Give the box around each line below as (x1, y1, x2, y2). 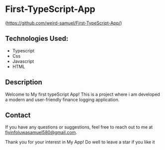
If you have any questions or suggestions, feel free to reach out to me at (5, 124, 153, 130)
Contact (5, 111, 31, 119)
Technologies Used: (5, 34, 69, 43)
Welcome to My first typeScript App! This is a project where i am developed (5, 91, 160, 97)
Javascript (12, 58, 34, 64)
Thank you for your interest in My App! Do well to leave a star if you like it (5, 139, 155, 145)
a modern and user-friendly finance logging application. (5, 96, 120, 103)
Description (5, 78, 42, 87)
